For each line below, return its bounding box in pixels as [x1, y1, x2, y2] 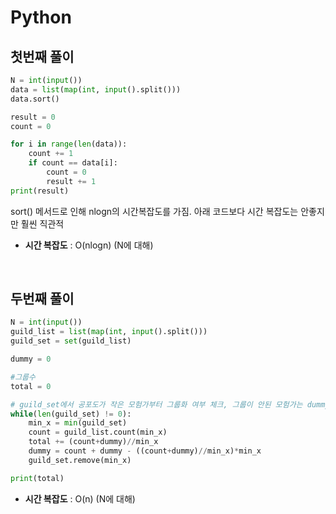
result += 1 [46, 176, 97, 186]
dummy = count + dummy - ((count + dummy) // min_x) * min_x [28, 446, 262, 456]
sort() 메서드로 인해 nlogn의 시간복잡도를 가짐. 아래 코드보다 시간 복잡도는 [10, 205, 299, 217]
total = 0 [10, 381, 52, 391]
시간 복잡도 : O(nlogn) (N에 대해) [24, 239, 154, 251]
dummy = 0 [10, 354, 52, 365]
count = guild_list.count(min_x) [28, 427, 168, 438]
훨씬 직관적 [20, 217, 65, 230]
